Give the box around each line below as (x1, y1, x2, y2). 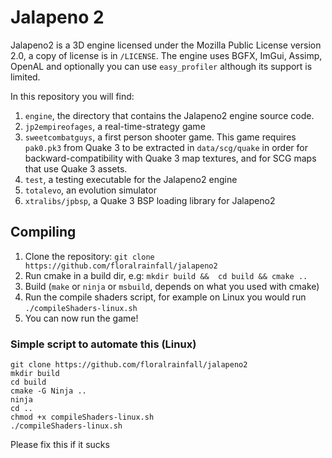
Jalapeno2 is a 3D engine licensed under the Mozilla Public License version (10, 39, 322, 51)
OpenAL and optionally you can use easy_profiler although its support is (10, 60, 313, 72)
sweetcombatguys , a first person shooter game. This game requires (24, 131, 297, 143)
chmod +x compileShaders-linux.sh (10, 412, 155, 423)
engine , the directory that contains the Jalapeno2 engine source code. (24, 109, 315, 121)
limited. (10, 71, 41, 83)
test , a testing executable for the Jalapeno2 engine (24, 173, 238, 185)
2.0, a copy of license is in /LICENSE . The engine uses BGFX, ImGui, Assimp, (10, 49, 323, 61)
